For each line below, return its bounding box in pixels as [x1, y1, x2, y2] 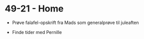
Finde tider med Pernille [12, 29, 62, 35]
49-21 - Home [5, 3, 64, 14]
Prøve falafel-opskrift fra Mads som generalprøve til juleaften [12, 19, 139, 25]
